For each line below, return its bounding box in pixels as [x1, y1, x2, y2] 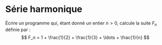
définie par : [5, 26, 30, 32]
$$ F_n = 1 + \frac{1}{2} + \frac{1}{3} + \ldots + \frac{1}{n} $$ [21, 34, 150, 40]
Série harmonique [5, 3, 83, 15]
